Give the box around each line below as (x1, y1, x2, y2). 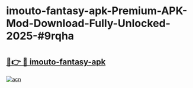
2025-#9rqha (6, 30, 75, 43)
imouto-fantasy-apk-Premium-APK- (6, 4, 188, 18)
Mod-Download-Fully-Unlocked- (6, 17, 171, 30)
